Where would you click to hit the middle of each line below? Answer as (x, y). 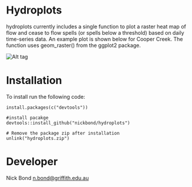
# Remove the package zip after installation (63, 133)
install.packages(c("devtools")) (47, 107)
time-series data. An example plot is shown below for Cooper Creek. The (95, 39)
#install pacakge (27, 118)
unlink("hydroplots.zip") (38, 138)
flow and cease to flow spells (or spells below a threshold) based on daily (95, 32)
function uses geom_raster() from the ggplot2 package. (74, 45)
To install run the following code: (46, 96)
